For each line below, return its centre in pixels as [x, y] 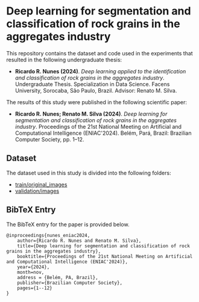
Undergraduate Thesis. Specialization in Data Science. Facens [92, 84]
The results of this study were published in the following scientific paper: [97, 102]
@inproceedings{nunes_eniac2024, [48, 235]
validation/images [37, 191]
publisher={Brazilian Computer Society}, [70, 283]
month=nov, [31, 272]
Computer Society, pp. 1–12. [49, 139]
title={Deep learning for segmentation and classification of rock [103, 246]
